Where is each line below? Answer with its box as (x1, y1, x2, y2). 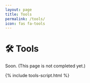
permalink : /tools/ (5, 16, 45, 21)
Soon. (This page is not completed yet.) (5, 63, 86, 69)
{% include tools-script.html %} (5, 73, 70, 79)
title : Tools (5, 12, 32, 17)
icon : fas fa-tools (5, 21, 45, 26)
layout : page (5, 7, 32, 12)
